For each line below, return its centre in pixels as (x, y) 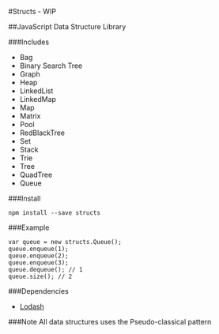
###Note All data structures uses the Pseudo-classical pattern (110, 322)
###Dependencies (38, 291)
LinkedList (36, 91)
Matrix (30, 116)
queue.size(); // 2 (40, 276)
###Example (29, 227)
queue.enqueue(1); (38, 249)
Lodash (32, 306)
